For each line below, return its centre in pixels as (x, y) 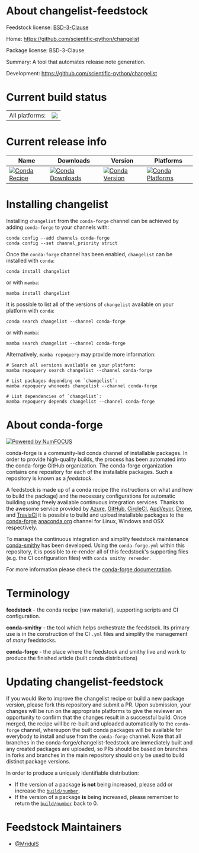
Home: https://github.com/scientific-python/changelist (73, 39)
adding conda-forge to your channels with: (58, 227)
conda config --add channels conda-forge (58, 238)
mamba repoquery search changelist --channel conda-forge (79, 370)
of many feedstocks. (31, 640)
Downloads (74, 160)
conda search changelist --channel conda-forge (66, 322)
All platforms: (28, 115)
